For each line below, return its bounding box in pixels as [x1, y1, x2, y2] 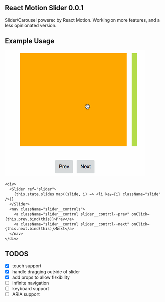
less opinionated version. [5, 22, 56, 28]
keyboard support [12, 285, 49, 291]
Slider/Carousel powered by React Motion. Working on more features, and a [5, 17, 160, 23]
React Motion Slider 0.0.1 [5, 4, 84, 12]
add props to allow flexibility [12, 274, 70, 280]
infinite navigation [12, 280, 49, 286]
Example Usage [5, 37, 55, 45]
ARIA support [12, 291, 40, 297]
